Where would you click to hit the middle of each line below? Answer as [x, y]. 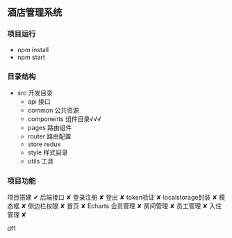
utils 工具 [41, 161]
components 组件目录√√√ [65, 119]
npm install [33, 49]
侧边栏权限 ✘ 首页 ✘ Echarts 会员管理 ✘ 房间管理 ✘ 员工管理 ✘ [118, 206]
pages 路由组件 [50, 127]
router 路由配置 [49, 136]
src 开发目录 [35, 93]
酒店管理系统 [35, 13]
